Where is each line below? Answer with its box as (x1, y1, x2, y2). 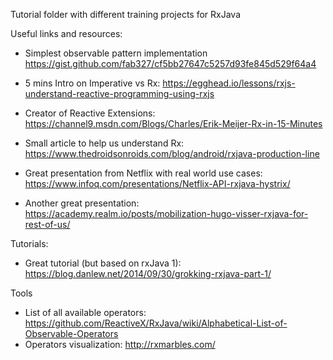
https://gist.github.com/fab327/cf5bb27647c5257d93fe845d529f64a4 (24, 58, 317, 69)
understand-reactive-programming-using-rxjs (24, 88, 215, 99)
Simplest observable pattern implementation (24, 47, 208, 59)
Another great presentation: (24, 197, 140, 209)
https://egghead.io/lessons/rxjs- (162, 77, 296, 89)
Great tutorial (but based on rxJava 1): (24, 257, 182, 269)
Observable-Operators (24, 328, 119, 339)
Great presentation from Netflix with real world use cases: (24, 167, 263, 179)
